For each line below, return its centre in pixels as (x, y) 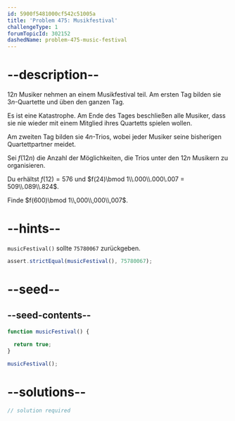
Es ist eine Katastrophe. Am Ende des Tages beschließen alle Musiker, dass (117, 116)
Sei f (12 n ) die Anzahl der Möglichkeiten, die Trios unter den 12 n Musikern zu (118, 158)
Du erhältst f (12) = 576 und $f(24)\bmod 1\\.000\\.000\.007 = (96, 179)
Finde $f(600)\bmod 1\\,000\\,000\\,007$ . (68, 200)
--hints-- (34, 229)
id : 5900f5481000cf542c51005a (52, 14)
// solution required (39, 411)
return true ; (33, 344)
